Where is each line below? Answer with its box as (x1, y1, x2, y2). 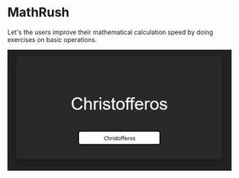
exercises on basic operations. (7, 35, 97, 43)
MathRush (7, 4, 70, 21)
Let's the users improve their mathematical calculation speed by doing (7, 28, 213, 36)
